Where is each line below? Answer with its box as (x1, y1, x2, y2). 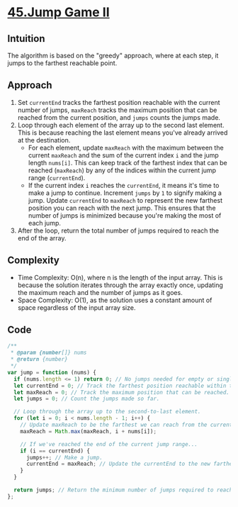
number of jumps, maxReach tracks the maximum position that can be (17, 106, 217, 114)
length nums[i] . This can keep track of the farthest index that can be (28, 158, 228, 167)
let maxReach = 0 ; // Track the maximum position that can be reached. (13, 389, 230, 396)
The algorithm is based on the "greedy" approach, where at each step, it (7, 51, 219, 60)
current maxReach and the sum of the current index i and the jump (28, 150, 220, 160)
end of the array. (17, 233, 67, 242)
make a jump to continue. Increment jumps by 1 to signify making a (28, 189, 222, 197)
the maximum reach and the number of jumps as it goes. (17, 288, 183, 296)
